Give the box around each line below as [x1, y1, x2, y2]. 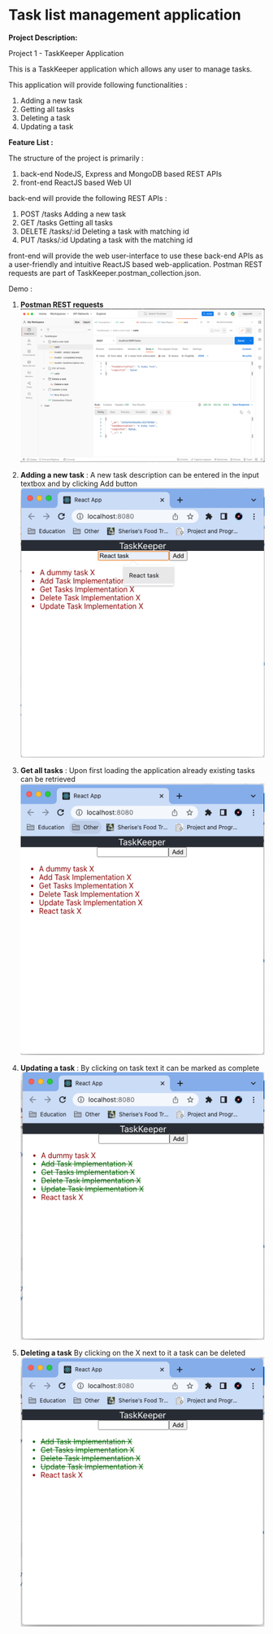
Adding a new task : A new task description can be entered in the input [19, 470, 260, 479]
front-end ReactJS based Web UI [19, 177, 132, 187]
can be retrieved [19, 775, 76, 784]
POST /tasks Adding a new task [19, 209, 127, 219]
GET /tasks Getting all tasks [19, 217, 114, 227]
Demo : [8, 283, 32, 294]
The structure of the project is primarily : [8, 153, 144, 163]
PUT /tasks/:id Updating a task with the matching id [19, 234, 193, 245]
